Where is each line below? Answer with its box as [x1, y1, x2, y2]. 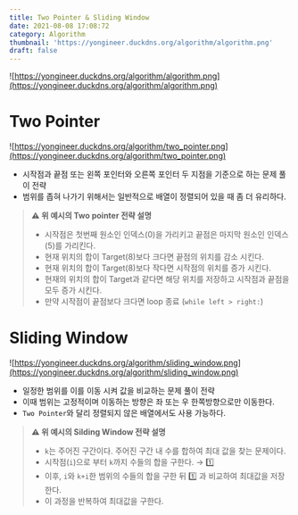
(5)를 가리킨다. [44, 240, 96, 251]
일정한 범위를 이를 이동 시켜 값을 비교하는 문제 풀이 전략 [21, 386, 216, 395]
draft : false [9, 46, 58, 55]
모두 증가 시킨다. [44, 285, 103, 295]
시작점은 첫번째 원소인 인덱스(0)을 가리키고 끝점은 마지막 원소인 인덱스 [44, 229, 289, 240]
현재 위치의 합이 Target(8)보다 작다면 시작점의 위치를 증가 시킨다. [44, 262, 272, 273]
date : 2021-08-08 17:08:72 [9, 21, 110, 30]
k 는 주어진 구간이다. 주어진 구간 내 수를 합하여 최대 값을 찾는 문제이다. [44, 445, 286, 456]
